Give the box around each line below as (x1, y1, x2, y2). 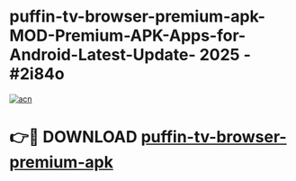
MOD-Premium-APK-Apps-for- (9, 25, 247, 46)
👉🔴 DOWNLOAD (9, 127, 138, 148)
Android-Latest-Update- (9, 45, 196, 65)
